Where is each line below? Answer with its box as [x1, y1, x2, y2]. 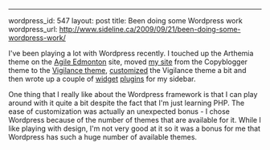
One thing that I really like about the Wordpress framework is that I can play [8, 90, 258, 99]
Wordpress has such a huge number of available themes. [8, 132, 198, 141]
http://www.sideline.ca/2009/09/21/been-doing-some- [59, 25, 241, 34]
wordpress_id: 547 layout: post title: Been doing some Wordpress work [8, 16, 243, 25]
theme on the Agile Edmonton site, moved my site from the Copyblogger [8, 57, 247, 67]
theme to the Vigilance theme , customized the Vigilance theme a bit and [8, 66, 247, 75]
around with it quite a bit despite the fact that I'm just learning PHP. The [8, 98, 245, 107]
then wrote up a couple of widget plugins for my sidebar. [8, 74, 196, 83]
